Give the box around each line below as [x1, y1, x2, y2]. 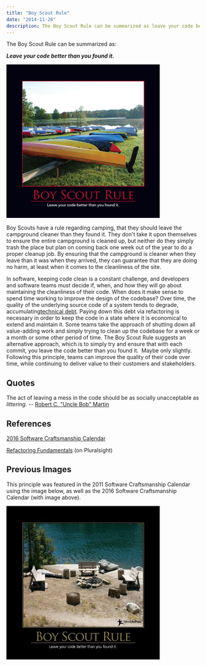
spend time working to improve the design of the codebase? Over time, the [6, 295, 196, 302]
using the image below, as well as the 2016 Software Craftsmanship [6, 487, 177, 494]
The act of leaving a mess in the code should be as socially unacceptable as [6, 394, 199, 401]
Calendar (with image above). [6, 494, 81, 501]
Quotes [6, 378, 36, 388]
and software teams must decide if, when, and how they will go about [6, 282, 182, 289]
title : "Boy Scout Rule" [6, 10, 70, 16]
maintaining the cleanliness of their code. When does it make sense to [6, 288, 184, 296]
